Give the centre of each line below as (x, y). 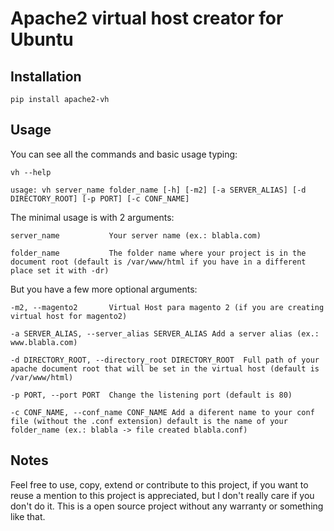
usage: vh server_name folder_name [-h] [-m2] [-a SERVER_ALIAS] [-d (158, 190)
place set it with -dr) (60, 270)
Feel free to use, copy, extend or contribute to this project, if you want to (159, 484)
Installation (46, 76)
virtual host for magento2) (69, 316)
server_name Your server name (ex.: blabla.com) (136, 235)
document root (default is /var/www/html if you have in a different (158, 262)
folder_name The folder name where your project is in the (158, 253)
